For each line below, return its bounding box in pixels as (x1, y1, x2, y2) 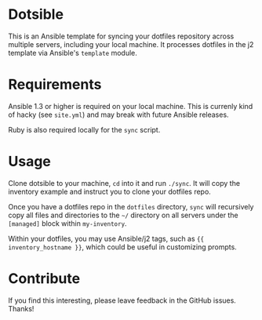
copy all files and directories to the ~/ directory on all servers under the (8, 210, 238, 220)
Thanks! (8, 304, 35, 313)
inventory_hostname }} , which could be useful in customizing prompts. (8, 242, 237, 252)
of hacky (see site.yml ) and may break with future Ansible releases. (8, 110, 229, 119)
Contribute (8, 270, 81, 287)
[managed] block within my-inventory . (8, 218, 127, 228)
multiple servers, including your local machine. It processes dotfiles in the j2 (8, 39, 254, 49)
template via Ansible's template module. (8, 48, 137, 57)
